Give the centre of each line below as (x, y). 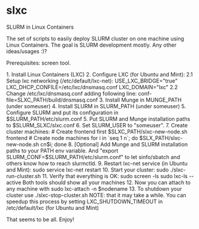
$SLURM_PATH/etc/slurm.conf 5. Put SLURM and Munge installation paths (98, 119)
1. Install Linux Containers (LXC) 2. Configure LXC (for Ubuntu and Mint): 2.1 (99, 74)
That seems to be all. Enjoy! (40, 219)
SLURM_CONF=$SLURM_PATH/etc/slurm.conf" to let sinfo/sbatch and (93, 157)
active (14, 182)
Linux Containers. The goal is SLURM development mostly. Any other (91, 45)
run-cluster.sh (24, 176)
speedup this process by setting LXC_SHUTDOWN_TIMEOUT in (85, 201)
